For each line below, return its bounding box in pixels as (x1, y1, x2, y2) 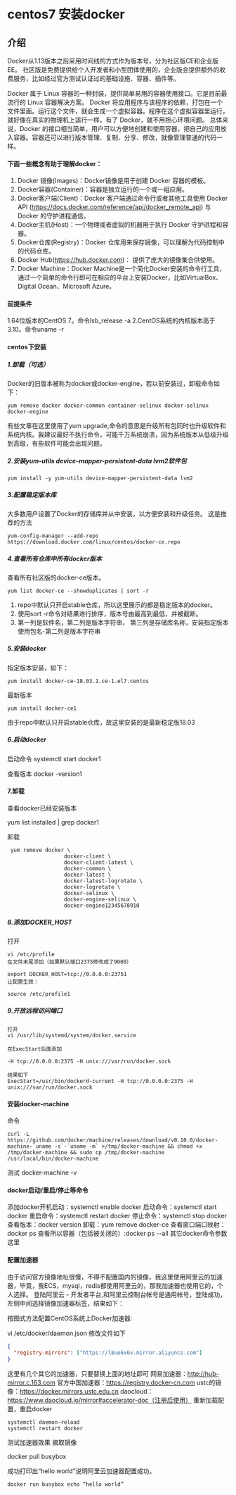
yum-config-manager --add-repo (7, 532, 99, 539)
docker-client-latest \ (63, 859, 133, 866)
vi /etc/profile (7, 951, 55, 958)
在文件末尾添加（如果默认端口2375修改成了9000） (7, 958, 132, 965)
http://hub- (187, 1370, 219, 1378)
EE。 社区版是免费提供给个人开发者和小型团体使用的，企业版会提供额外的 (7, 65, 220, 74)
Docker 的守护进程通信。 (17, 212, 90, 220)
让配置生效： (7, 978, 39, 985)
